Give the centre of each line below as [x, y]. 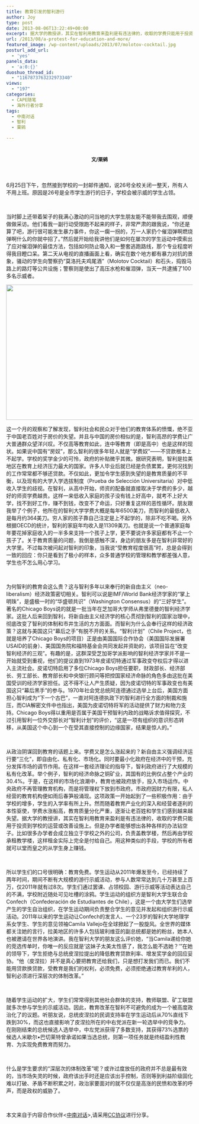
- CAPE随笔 [24, 100]
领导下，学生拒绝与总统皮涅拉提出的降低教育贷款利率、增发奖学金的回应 [99, 953]
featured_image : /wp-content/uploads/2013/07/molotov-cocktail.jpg [91, 45]
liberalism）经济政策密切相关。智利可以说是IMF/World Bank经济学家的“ [93, 594]
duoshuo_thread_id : [30, 72]
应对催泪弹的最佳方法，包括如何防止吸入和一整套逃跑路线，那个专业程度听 [102, 246]
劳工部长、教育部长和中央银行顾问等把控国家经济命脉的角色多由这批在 [102, 675]
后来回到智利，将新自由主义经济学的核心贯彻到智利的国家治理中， [112, 616]
